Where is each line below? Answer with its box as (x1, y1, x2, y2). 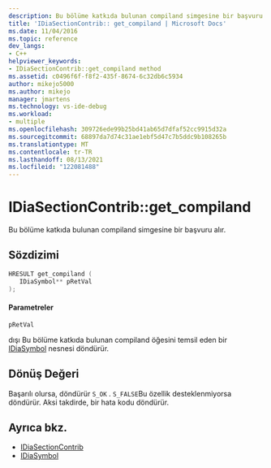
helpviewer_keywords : (8, 58, 82, 66)
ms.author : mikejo (8, 87, 71, 96)
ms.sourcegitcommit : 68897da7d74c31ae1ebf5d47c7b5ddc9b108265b (8, 132, 227, 141)
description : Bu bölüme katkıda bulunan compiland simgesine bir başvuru (8, 11, 264, 20)
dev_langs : (8, 42, 45, 50)
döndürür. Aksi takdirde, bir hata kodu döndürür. (8, 397, 170, 407)
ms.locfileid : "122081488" (8, 163, 100, 171)
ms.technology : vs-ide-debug (8, 102, 107, 110)
